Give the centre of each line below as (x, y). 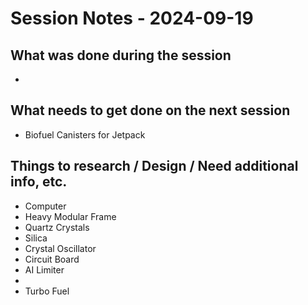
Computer (45, 206)
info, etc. (39, 182)
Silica (36, 238)
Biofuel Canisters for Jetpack (85, 134)
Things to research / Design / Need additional (154, 166)
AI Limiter (44, 269)
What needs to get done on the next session (150, 110)
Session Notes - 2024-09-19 (132, 18)
